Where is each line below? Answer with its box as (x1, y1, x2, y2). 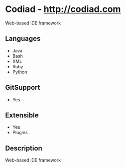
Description (5, 144, 42, 153)
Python (12, 69, 27, 75)
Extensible (5, 111, 39, 119)
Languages (5, 34, 41, 43)
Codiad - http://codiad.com (5, 3, 121, 15)
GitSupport (5, 83, 40, 92)
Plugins (12, 130, 28, 136)
